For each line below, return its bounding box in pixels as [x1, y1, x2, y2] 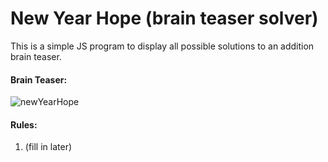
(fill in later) [24, 141, 73, 153]
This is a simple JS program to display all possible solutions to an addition [10, 40, 315, 52]
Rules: [10, 118, 38, 131]
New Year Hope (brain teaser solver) [10, 7, 319, 30]
